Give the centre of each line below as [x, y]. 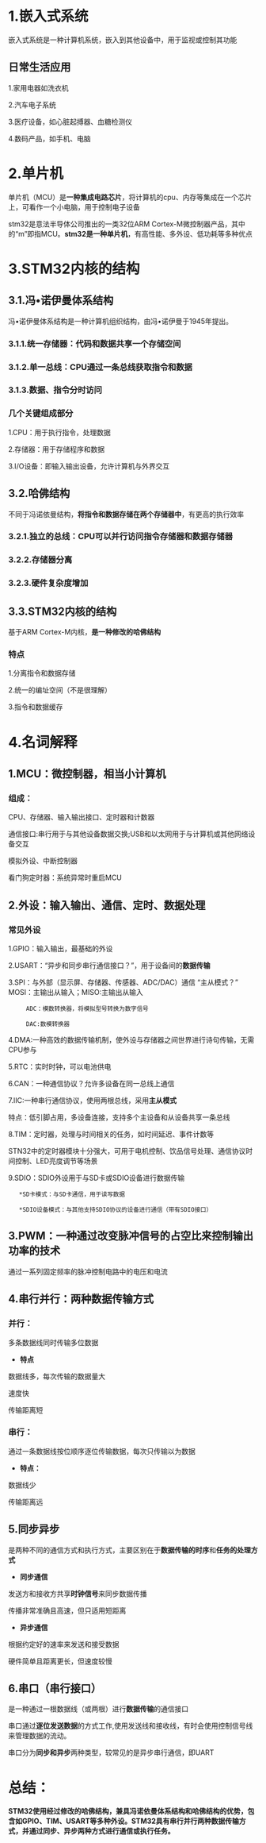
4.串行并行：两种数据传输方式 [81, 1299]
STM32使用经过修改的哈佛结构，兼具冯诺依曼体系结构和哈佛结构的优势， [128, 1811]
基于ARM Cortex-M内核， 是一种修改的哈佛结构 [85, 632]
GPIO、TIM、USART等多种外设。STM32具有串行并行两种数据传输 [131, 1821]
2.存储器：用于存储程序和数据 [57, 449]
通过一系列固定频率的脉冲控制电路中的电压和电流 [88, 1271]
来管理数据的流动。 [40, 1736]
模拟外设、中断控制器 [43, 861]
